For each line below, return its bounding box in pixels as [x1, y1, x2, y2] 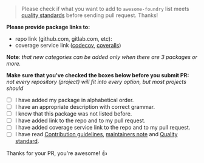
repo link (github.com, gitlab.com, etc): [15, 35, 112, 42]
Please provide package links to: [6, 24, 90, 30]
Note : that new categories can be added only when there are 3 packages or [6, 54, 197, 60]
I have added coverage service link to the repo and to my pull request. [15, 124, 191, 131]
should [6, 85, 24, 92]
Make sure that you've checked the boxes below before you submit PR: [6, 72, 189, 78]
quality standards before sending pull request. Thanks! [21, 12, 158, 19]
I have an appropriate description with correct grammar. [15, 103, 155, 111]
